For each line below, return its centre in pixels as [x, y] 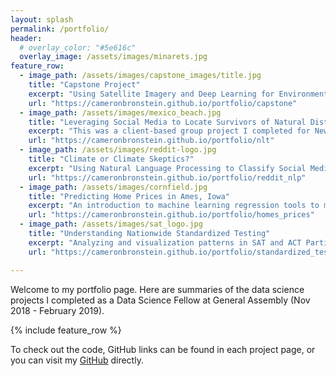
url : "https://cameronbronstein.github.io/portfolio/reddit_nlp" [167, 177]
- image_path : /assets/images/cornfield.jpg [113, 187]
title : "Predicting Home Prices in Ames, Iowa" [129, 196]
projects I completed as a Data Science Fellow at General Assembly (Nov [160, 300]
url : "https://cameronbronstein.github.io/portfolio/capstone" [163, 103]
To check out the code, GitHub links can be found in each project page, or [163, 349]
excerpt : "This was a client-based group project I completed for [169, 131]
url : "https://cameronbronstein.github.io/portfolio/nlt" [151, 141]
